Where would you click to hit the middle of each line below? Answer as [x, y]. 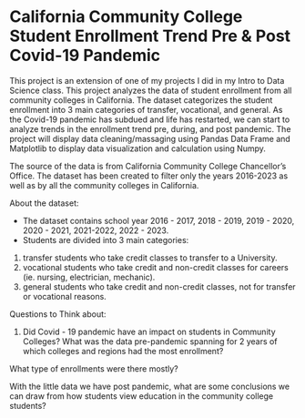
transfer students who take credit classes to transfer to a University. [150, 258]
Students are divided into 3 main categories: [106, 240]
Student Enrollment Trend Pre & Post [150, 36]
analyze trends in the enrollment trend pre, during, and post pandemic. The [150, 128]
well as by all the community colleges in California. [104, 185]
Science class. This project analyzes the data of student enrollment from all [151, 90]
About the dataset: [44, 203]
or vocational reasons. [64, 296]
